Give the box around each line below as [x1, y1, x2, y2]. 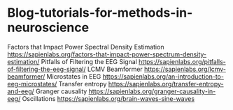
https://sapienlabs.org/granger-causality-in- [88, 87, 216, 95]
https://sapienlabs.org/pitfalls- [139, 57, 226, 65]
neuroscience [7, 19, 90, 36]
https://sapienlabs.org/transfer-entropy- [108, 79, 224, 88]
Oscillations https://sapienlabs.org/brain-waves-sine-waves [22, 94, 195, 102]
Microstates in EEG [46, 72, 101, 81]
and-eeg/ [7, 87, 35, 95]
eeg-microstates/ [7, 79, 57, 88]
